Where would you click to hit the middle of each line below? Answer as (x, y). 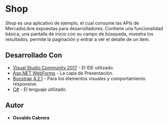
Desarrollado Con (34, 55)
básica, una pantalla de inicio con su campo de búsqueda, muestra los (79, 34)
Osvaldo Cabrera (31, 117)
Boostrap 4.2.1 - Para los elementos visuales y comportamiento (79, 78)
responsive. (25, 84)
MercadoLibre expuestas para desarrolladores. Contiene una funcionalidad (84, 28)
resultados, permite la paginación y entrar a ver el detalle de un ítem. (78, 39)
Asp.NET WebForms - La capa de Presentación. (63, 73)
